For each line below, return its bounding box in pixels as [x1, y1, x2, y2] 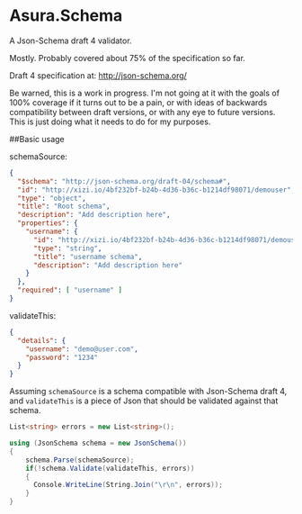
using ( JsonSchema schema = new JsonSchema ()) [9, 438, 187, 448]
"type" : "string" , [32, 244, 102, 253]
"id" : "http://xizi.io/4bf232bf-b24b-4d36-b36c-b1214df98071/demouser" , [17, 185, 296, 194]
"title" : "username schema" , [32, 252, 143, 261]
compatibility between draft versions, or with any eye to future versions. [9, 106, 276, 117]
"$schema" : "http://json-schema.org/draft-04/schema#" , [17, 176, 231, 185]
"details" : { [17, 336, 67, 345]
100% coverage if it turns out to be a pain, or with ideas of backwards [9, 96, 268, 108]
